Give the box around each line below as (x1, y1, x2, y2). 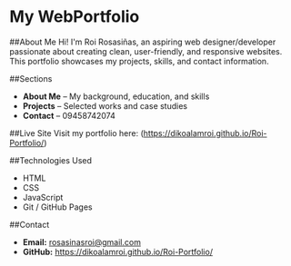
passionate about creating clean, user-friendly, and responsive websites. (9, 45, 283, 56)
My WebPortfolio (9, 6, 140, 27)
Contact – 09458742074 (22, 110, 115, 121)
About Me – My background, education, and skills (22, 91, 210, 102)
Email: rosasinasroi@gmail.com (22, 236, 141, 247)
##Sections (9, 73, 53, 84)
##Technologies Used (9, 154, 93, 165)
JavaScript (22, 192, 64, 202)
